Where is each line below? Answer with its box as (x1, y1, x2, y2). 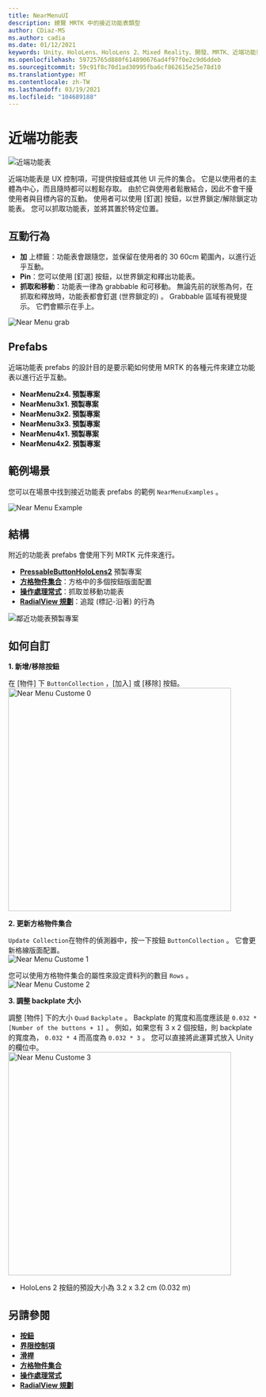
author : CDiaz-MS (8, 26, 66, 34)
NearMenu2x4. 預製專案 (19, 389, 101, 398)
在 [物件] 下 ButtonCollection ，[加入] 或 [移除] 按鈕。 (8, 679, 184, 688)
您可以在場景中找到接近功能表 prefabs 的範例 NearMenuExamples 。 (8, 487, 223, 496)
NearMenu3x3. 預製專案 (19, 418, 101, 429)
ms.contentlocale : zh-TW (8, 78, 90, 86)
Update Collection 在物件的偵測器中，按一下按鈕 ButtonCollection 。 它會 (8, 936, 249, 945)
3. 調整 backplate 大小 (8, 996, 82, 1006)
